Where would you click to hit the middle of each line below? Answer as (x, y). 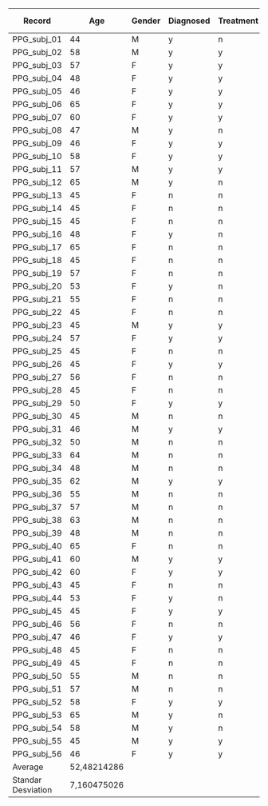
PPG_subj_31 (37, 429)
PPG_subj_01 (37, 39)
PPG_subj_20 (37, 286)
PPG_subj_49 (37, 663)
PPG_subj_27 (37, 377)
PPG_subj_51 (37, 689)
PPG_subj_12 (37, 182)
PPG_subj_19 (37, 273)
